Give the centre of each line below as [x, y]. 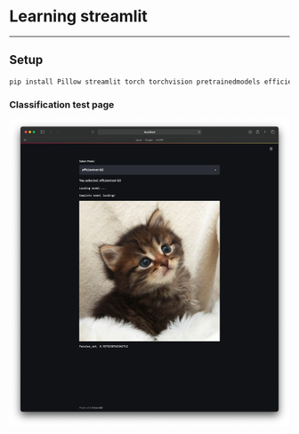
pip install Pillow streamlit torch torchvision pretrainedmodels [135, 82]
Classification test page [62, 104]
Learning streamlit [79, 16]
